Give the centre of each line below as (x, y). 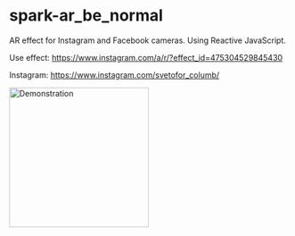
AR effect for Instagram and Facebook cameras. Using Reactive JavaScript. (148, 40)
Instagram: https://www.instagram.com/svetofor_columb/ (115, 75)
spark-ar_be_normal (86, 16)
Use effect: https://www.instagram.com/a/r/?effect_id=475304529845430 (146, 57)
